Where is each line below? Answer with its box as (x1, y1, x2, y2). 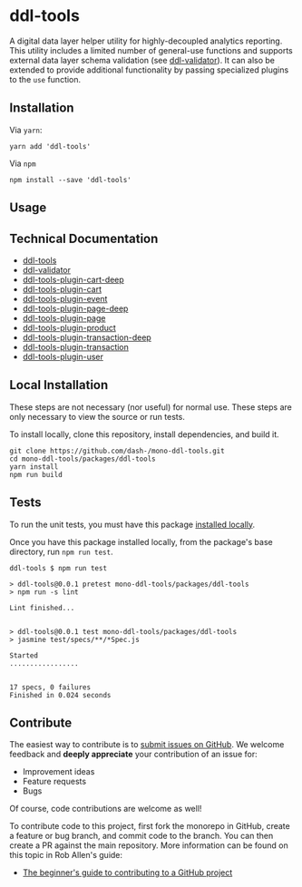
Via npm (9, 158, 36, 169)
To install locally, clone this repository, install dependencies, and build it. (9, 428, 279, 440)
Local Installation (9, 377, 109, 393)
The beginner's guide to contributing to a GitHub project (22, 867, 233, 878)
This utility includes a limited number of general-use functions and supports (9, 44, 293, 55)
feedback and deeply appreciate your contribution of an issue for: (9, 749, 258, 760)
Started (9, 650, 39, 660)
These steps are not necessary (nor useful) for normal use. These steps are (9, 401, 292, 413)
